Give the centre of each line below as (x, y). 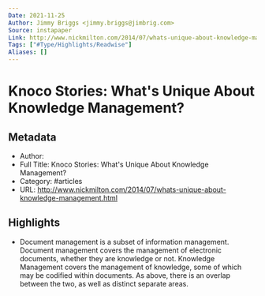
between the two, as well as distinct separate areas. (104, 283)
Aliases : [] (28, 52)
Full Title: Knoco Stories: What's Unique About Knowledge (114, 164)
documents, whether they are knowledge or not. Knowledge (117, 258)
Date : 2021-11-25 (37, 15)
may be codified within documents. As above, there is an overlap (125, 275)
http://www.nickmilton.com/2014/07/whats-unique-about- (132, 189)
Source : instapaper (40, 30)
